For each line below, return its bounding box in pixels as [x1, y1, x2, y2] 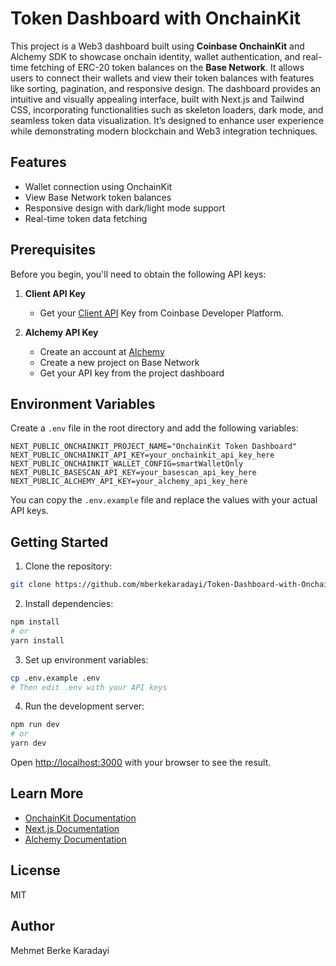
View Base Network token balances [24, 191, 172, 203]
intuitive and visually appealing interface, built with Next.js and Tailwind [10, 93, 305, 105]
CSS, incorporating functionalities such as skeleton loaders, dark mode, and [10, 103, 324, 116]
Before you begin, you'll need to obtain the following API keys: [10, 268, 267, 280]
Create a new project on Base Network [39, 356, 200, 368]
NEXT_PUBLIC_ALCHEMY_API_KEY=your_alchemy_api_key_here [10, 477, 248, 487]
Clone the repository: [24, 560, 113, 572]
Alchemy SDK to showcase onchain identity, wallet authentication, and [10, 50, 301, 62]
